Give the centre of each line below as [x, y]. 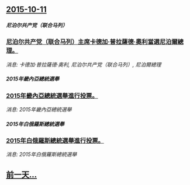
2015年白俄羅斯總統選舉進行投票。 [55, 141]
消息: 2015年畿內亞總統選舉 [39, 110]
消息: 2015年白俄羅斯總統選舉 [42, 155]
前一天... [22, 174]
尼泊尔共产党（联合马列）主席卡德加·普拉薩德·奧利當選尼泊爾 [92, 42]
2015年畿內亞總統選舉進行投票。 [52, 96]
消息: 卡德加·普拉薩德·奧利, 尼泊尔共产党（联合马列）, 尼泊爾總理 [84, 64]
